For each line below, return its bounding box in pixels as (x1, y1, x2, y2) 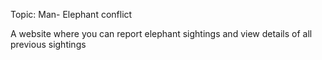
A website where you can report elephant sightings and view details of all (10, 28, 313, 39)
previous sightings (10, 39, 87, 50)
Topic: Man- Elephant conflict (10, 9, 133, 20)
